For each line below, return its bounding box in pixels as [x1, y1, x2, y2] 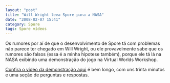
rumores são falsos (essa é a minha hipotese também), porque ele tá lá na [5, 51, 162, 58]
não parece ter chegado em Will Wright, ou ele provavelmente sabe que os [5, 46, 163, 52]
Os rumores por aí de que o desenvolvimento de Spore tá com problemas [5, 40, 160, 46]
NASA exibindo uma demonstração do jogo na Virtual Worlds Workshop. [5, 57, 158, 63]
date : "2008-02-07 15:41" [5, 17, 60, 22]
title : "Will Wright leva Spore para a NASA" [5, 12, 104, 17]
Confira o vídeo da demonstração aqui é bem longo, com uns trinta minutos [5, 67, 165, 73]
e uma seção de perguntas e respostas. [5, 72, 89, 78]
